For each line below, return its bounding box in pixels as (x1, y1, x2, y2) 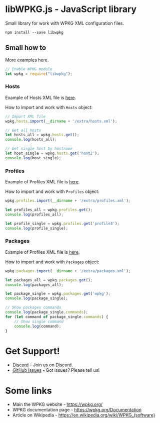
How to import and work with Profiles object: (5, 188, 99, 194)
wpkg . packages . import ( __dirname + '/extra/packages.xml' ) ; (5, 268, 131, 273)
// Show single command (14, 319, 64, 324)
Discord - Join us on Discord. (12, 362, 73, 368)
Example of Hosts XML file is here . (5, 94, 76, 100)
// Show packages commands (5, 305, 61, 310)
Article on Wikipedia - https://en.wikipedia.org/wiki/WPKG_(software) (12, 412, 155, 418)
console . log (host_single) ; (5, 155, 61, 160)
